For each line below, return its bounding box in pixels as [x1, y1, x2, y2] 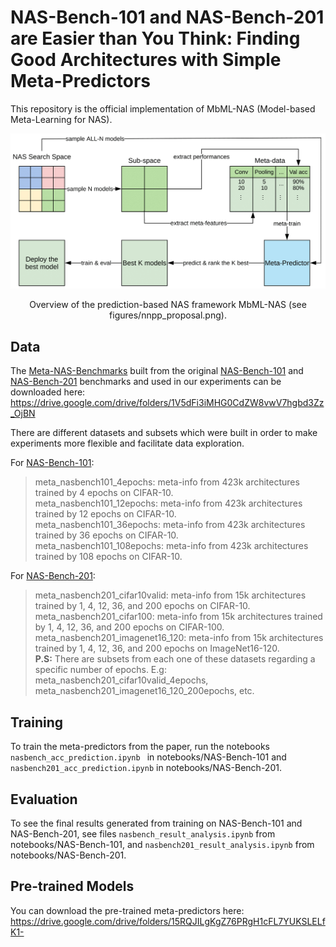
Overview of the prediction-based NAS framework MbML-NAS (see [29, 299, 307, 311]
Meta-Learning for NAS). [10, 113, 113, 125]
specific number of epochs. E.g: [34, 664, 167, 676]
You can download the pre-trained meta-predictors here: [10, 904, 245, 916]
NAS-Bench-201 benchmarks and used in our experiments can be [10, 376, 282, 388]
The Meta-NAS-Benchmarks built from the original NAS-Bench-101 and [10, 365, 304, 377]
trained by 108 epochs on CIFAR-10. [34, 551, 183, 563]
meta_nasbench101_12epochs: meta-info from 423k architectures [34, 497, 303, 510]
